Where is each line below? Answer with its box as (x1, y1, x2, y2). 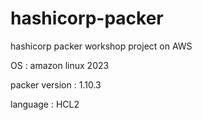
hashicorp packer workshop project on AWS (10, 40, 193, 52)
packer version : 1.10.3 (10, 78, 102, 91)
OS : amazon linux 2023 (10, 59, 110, 71)
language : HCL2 (10, 98, 80, 110)
